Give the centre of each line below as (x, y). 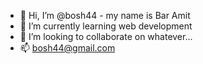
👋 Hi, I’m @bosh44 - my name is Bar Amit (105, 15)
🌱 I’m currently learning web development (106, 26)
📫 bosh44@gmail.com (67, 48)
